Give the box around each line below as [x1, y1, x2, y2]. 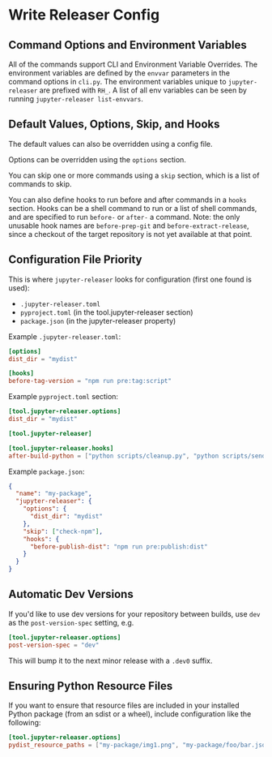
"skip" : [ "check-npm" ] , [23, 527, 104, 535]
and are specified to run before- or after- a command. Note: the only [8, 212, 240, 222]
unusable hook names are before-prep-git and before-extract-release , [8, 221, 249, 230]
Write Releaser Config [8, 6, 160, 24]
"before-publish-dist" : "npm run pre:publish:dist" [29, 542, 208, 551]
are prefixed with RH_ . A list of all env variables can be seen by [39, 85, 247, 95]
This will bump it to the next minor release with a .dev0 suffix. [8, 656, 213, 665]
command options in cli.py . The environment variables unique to [8, 77, 227, 86]
